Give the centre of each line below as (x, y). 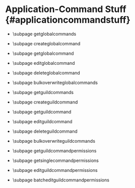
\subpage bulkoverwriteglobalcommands (55, 82)
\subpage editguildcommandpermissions (55, 170)
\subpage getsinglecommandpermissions (56, 160)
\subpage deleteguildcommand (45, 131)
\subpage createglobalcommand (46, 43)
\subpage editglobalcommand (44, 63)
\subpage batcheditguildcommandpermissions (61, 180)
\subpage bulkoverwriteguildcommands (54, 141)
